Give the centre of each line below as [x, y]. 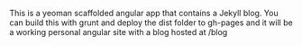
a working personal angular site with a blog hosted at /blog [119, 32]
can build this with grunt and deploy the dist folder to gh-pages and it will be [151, 23]
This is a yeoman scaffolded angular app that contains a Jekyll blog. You [144, 13]
